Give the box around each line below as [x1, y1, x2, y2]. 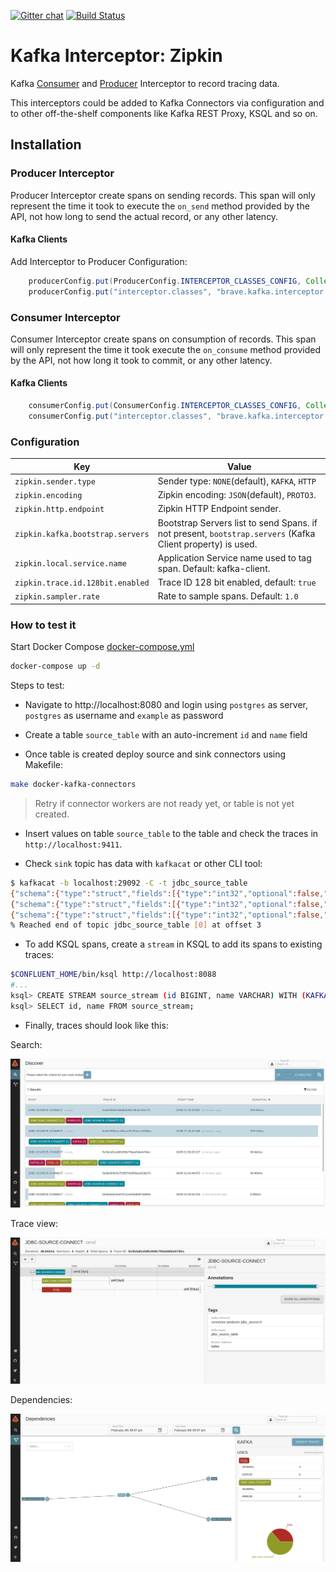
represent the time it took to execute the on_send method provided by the [10, 200, 310, 212]
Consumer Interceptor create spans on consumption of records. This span [10, 333, 317, 345]
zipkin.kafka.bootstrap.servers [14, 529, 150, 539]
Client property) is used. [157, 538, 258, 550]
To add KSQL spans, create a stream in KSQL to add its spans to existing [24, 938, 323, 950]
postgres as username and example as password [24, 710, 224, 722]
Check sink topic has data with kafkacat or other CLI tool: [24, 857, 263, 869]
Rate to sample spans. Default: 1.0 [157, 590, 299, 602]
